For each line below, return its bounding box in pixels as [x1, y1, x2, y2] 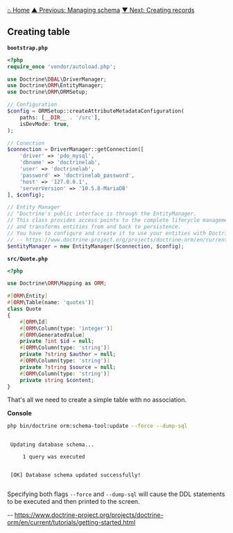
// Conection [7, 139, 45, 147]
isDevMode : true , [19, 120, 70, 127]
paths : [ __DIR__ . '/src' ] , [19, 114, 101, 121]
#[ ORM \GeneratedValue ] [19, 331, 85, 338]
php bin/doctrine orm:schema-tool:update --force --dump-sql [7, 422, 188, 430]
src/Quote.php [7, 255, 49, 262]
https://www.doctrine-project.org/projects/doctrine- [14, 511, 164, 519]
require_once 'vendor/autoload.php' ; [7, 63, 116, 70]
